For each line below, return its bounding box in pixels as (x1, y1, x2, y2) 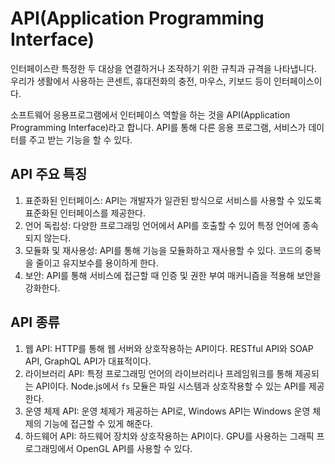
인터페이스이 (273, 75, 323, 87)
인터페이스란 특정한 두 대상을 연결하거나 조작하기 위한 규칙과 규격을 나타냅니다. (10, 62, 318, 74)
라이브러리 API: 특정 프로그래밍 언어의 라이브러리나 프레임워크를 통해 (24, 367, 293, 379)
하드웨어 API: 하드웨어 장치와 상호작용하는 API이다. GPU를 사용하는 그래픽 (24, 430, 315, 442)
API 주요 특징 (10, 166, 88, 183)
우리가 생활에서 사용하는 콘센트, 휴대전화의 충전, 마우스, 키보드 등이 (10, 75, 272, 87)
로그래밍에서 (24, 442, 75, 454)
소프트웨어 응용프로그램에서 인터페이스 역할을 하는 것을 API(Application (10, 108, 291, 121)
